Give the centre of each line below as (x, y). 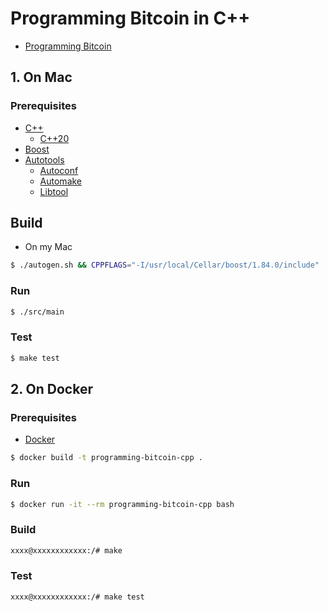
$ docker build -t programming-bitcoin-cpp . (106, 458)
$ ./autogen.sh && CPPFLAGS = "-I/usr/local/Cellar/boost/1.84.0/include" (165, 265)
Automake (61, 181)
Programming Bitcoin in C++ (130, 18)
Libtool (54, 191)
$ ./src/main (37, 312)
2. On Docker (51, 389)
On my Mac (48, 247)
